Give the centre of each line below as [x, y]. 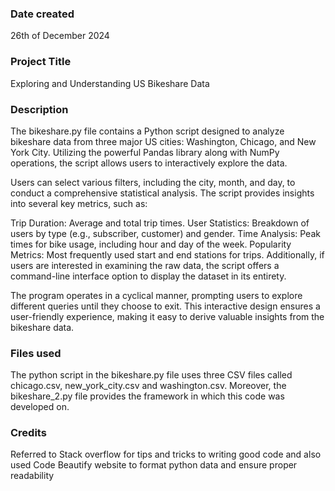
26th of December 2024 [60, 36]
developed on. [40, 407]
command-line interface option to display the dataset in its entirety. [148, 276]
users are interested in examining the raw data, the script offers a [145, 265]
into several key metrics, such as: [79, 203]
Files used [36, 353]
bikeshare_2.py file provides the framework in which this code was [147, 396]
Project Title [41, 62]
